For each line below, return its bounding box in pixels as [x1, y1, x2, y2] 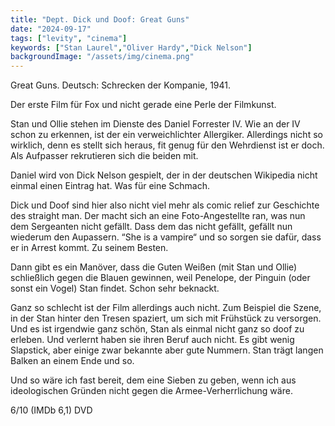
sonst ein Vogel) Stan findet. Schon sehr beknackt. [10, 282, 220, 295]
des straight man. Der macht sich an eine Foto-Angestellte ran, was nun [10, 210, 306, 222]
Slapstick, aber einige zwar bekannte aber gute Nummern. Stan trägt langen [10, 344, 324, 356]
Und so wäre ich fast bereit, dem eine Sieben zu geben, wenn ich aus [10, 374, 297, 386]
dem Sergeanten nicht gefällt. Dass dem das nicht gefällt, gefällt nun [10, 221, 293, 233]
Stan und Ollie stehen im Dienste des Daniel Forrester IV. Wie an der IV [10, 118, 301, 130]
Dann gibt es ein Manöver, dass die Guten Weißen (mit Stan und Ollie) [10, 261, 298, 273]
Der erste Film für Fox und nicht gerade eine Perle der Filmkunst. [10, 99, 277, 111]
